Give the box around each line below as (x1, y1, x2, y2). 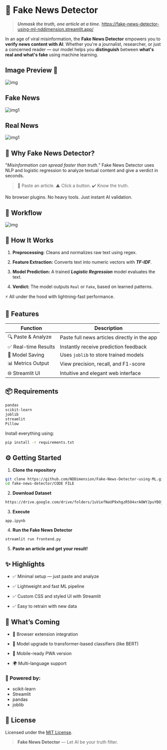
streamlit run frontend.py (5, 537, 61, 542)
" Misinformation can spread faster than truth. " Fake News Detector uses (5, 162, 155, 168)
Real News (5, 121, 39, 130)
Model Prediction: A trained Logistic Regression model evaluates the (12, 269, 156, 275)
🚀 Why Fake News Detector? (5, 149, 95, 157)
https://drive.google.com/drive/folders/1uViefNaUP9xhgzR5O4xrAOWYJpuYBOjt (5, 500, 166, 505)
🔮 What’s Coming (5, 618, 60, 626)
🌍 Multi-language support (12, 660, 67, 666)
